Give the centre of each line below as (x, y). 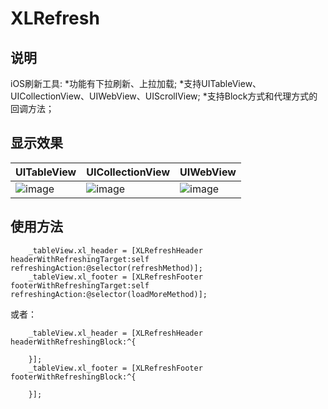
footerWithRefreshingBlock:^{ (73, 377)
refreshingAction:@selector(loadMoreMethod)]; (109, 294)
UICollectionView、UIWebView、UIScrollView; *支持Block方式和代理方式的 (164, 96)
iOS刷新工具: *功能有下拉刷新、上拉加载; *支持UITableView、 (136, 83)
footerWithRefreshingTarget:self (80, 285)
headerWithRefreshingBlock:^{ (73, 342)
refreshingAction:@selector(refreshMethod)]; (106, 268)
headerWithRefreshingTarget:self (80, 259)
